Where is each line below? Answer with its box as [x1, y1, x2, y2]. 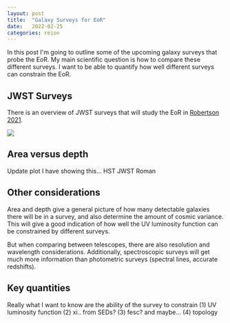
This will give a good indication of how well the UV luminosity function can [7, 220, 218, 228]
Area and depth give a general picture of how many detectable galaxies [7, 205, 210, 213]
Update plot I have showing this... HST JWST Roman [7, 167, 156, 175]
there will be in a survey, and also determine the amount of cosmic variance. [7, 212, 224, 220]
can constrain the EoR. [7, 70, 72, 79]
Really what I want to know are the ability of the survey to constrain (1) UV [7, 300, 217, 309]
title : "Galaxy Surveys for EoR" [7, 17, 107, 23]
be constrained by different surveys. [7, 227, 110, 235]
